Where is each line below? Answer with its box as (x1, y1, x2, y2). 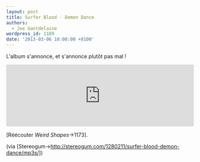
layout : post (6, 8, 39, 15)
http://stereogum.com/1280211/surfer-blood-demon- (50, 143, 180, 149)
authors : (6, 20, 28, 26)
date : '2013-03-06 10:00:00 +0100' (6, 36, 95, 42)
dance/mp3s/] (6, 149, 41, 156)
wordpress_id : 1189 (6, 31, 55, 37)
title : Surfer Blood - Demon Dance (6, 14, 95, 20)
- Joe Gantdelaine (11, 25, 58, 32)
